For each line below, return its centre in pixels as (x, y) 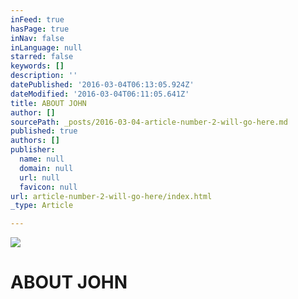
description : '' (44, 76)
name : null (42, 159)
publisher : (33, 150)
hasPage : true (40, 29)
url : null (39, 177)
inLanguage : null (46, 47)
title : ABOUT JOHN (48, 103)
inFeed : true (37, 19)
